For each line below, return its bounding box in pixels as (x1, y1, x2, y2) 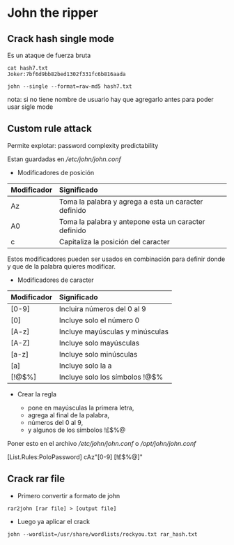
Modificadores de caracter (17, 276, 94, 284)
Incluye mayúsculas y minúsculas (58, 327, 169, 336)
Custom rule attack (7, 123, 92, 135)
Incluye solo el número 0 (58, 315, 140, 325)
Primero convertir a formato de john (17, 491, 120, 500)
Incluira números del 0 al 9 (58, 304, 146, 313)
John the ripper (7, 5, 99, 21)
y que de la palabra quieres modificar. (7, 262, 116, 270)
